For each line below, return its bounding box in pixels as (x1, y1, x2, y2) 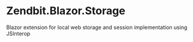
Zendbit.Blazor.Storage (6, 4, 126, 18)
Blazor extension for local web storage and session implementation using (6, 24, 188, 31)
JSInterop (6, 30, 31, 37)
